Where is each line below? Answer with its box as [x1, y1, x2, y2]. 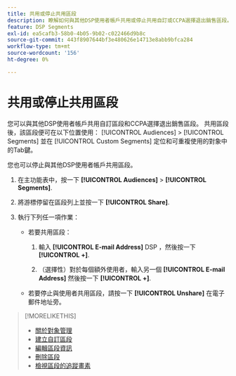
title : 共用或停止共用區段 [7, 10, 77, 18]
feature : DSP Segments [7, 23, 74, 30]
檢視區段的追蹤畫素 [34, 361, 91, 370]
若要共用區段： [27, 228, 72, 236]
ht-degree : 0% [7, 56, 49, 63]
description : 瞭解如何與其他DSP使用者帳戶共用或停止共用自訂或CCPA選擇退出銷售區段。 [7, 17, 232, 24]
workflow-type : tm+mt [7, 43, 71, 50]
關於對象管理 [34, 326, 72, 335]
